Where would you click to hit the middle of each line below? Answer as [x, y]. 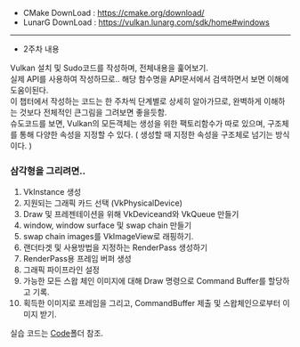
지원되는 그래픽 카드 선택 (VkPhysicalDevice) [103, 203]
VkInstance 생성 [52, 192]
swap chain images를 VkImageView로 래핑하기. [108, 237]
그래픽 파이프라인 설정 [61, 270]
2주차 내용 [41, 49]
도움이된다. [29, 90]
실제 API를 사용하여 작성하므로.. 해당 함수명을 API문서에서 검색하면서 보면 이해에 [150, 79]
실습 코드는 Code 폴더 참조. [57, 334]
